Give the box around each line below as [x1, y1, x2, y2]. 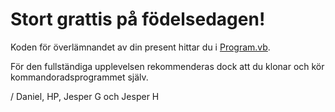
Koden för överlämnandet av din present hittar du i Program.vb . [10, 41, 271, 53]
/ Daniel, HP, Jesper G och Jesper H [10, 90, 160, 102]
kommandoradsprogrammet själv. [10, 71, 149, 83]
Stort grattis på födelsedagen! [10, 8, 266, 31]
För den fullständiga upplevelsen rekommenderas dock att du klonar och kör [10, 60, 325, 72]
